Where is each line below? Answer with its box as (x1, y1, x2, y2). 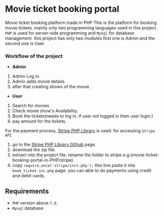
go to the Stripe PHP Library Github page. (12, 142, 96, 147)
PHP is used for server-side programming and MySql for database (5, 30, 135, 36)
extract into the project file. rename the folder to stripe (12, 152, 122, 158)
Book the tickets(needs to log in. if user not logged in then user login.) (12, 113, 153, 119)
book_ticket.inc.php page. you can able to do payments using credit (12, 168, 152, 173)
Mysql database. (12, 205, 45, 211)
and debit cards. (12, 173, 46, 179)
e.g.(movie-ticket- (122, 152, 160, 158)
